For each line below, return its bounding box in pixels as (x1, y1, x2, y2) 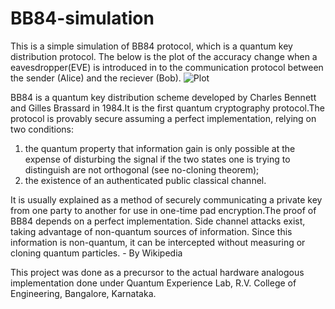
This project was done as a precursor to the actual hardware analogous (10, 266, 305, 278)
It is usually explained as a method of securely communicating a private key (10, 193, 323, 206)
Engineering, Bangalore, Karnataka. (10, 287, 157, 299)
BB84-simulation (10, 7, 155, 30)
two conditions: (10, 123, 75, 135)
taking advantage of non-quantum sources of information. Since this (10, 225, 293, 237)
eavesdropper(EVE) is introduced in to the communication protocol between (10, 61, 324, 73)
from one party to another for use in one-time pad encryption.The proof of (10, 204, 317, 216)
